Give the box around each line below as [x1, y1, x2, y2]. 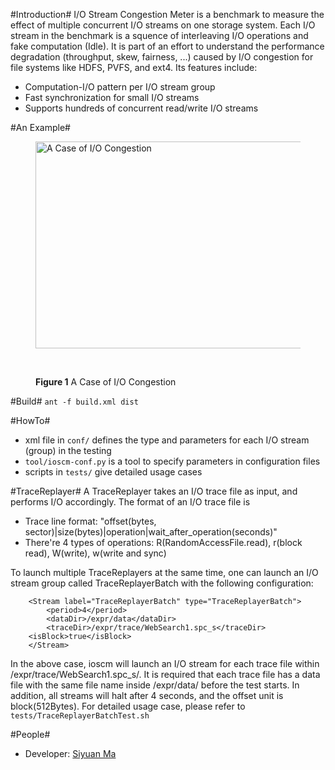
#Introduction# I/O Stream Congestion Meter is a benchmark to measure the [10, 9, 325, 20]
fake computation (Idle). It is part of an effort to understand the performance [10, 40, 325, 52]
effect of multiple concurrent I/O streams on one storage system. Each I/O [10, 19, 316, 31]
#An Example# [10, 122, 71, 133]
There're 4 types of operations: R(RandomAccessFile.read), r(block [24, 537, 303, 548]
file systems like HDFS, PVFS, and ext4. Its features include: [10, 62, 258, 73]
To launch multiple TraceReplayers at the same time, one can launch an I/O [10, 567, 319, 578]
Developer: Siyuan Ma [24, 748, 117, 759]
